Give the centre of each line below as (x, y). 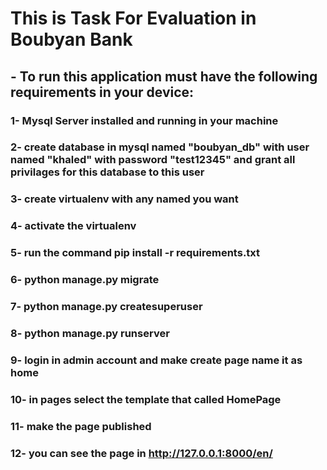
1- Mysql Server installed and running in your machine (144, 120)
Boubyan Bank (71, 39)
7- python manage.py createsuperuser (106, 307)
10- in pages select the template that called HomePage (146, 399)
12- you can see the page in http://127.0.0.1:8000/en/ (141, 453)
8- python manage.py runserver (90, 333)
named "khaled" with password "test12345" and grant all (153, 160)
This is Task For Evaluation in (133, 18)
